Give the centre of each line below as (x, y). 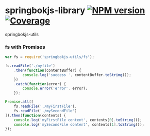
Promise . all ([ (19, 102)
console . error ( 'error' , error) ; (55, 88)
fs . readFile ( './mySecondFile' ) (45, 111)
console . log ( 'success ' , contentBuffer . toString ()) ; (77, 75)
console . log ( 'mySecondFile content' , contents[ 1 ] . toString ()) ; (79, 124)
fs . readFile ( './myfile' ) (30, 66)
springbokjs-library (45, 10)
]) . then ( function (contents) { (36, 115)
